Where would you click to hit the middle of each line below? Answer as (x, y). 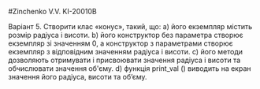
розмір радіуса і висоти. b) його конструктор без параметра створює (126, 35)
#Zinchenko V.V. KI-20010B (52, 11)
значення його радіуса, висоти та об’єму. (78, 77)
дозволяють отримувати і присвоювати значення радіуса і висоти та (124, 60)
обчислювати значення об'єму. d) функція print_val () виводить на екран (130, 69)
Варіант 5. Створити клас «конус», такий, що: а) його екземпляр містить (130, 26)
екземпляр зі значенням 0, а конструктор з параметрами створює (121, 43)
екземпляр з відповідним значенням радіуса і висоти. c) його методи (125, 52)
